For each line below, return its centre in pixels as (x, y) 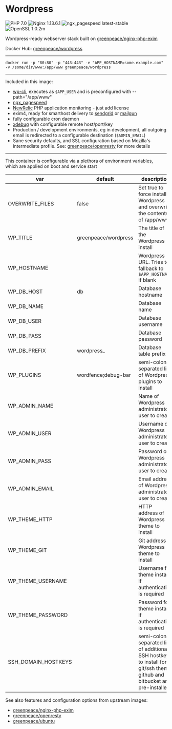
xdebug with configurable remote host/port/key (63, 124)
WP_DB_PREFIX (27, 351)
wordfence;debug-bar (104, 375)
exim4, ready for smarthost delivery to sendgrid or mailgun (75, 113)
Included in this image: (29, 81)
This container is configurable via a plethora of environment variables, (79, 161)
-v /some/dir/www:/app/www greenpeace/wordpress (58, 67)
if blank (147, 280)
